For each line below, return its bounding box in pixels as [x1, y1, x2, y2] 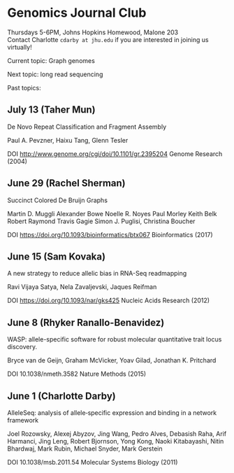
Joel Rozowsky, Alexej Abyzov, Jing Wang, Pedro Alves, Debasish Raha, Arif [7, 430, 227, 438]
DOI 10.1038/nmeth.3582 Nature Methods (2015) [7, 369, 147, 379]
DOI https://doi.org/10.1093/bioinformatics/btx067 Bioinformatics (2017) [7, 230, 213, 239]
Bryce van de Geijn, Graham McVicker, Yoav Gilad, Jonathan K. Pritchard [7, 356, 217, 365]
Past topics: [7, 83, 41, 92]
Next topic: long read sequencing [7, 70, 103, 78]
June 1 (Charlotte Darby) [7, 390, 117, 402]
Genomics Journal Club [7, 5, 147, 21]
